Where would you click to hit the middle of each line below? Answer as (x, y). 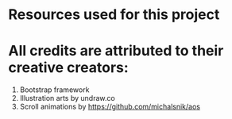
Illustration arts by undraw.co (67, 98)
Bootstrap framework (54, 90)
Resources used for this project (114, 15)
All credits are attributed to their (116, 51)
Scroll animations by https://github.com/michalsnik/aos (110, 107)
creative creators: (68, 68)
